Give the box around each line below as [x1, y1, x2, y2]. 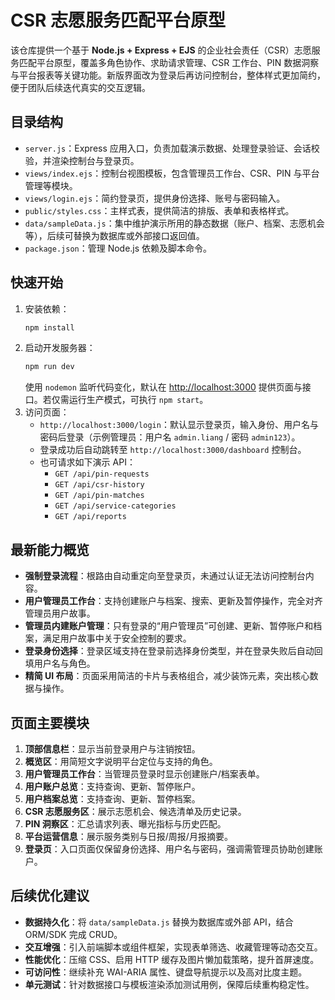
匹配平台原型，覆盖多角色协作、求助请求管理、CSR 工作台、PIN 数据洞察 [18, 56, 320, 68]
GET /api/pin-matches [54, 491, 145, 501]
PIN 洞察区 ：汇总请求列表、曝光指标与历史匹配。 [24, 817, 227, 830]
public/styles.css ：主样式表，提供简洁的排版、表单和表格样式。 [24, 204, 295, 216]
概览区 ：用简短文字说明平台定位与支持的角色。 [24, 755, 218, 767]
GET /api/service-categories [54, 501, 177, 511]
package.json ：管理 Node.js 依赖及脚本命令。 [24, 242, 213, 254]
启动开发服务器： [24, 342, 96, 354]
